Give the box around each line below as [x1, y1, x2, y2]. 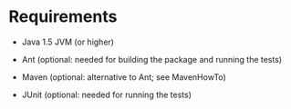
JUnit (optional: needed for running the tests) [21, 89, 192, 100]
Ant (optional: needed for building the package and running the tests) [21, 54, 283, 64]
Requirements [8, 6, 118, 27]
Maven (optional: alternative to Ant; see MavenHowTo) [21, 71, 227, 83]
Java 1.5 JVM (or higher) [21, 36, 115, 47]
